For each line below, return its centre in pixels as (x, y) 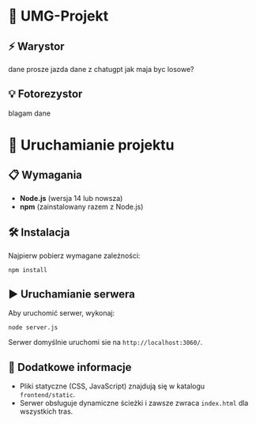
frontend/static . (47, 395)
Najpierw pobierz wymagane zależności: (74, 256)
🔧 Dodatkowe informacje (70, 367)
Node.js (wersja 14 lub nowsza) (71, 198)
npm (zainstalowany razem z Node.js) (81, 206)
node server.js (33, 327)
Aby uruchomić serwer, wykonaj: (62, 313)
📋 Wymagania (45, 175)
